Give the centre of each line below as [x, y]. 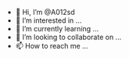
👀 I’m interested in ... [48, 20]
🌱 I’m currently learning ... [57, 29]
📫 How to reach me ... [52, 46]
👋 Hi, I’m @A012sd [45, 12]
